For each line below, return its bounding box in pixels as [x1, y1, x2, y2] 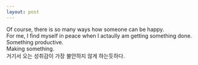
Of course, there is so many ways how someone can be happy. [6, 26, 164, 33]
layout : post [6, 9, 40, 15]
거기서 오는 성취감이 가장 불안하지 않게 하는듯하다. [6, 52, 126, 60]
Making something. [6, 45, 55, 52]
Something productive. [6, 38, 64, 46]
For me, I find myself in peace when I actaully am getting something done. [6, 32, 193, 39]
